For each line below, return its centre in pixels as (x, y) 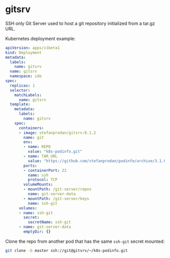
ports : (30, 166)
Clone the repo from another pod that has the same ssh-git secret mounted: (85, 241)
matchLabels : (28, 95)
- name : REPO (37, 147)
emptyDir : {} (37, 232)
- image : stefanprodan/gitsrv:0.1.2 (57, 133)
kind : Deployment (24, 52)
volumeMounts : (38, 185)
